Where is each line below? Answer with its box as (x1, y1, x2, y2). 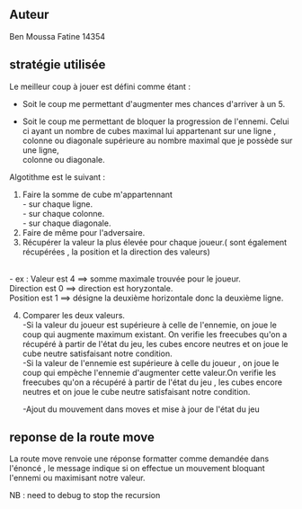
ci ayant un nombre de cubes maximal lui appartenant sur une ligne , (22, 125, 277, 136)
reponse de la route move (9, 430, 155, 445)
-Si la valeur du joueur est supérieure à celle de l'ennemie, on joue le (22, 319, 277, 330)
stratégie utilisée (9, 58, 106, 73)
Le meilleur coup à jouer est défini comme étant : (9, 81, 191, 92)
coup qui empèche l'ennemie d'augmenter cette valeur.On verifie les (22, 367, 277, 378)
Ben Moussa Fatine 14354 (9, 31, 106, 41)
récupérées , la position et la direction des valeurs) (22, 246, 211, 257)
